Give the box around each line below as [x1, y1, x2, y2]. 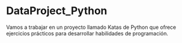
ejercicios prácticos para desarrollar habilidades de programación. [6, 29, 169, 37]
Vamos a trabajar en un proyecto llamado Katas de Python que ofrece [6, 24, 177, 31]
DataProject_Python [6, 4, 108, 18]
